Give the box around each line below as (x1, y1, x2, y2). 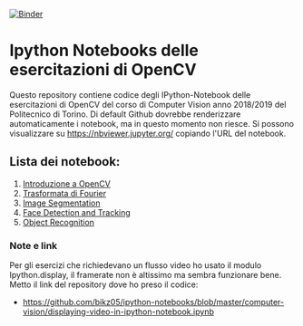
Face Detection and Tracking (22, 206, 132, 217)
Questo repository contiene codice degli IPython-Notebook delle (9, 89, 251, 100)
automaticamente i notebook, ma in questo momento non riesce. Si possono (9, 118, 295, 129)
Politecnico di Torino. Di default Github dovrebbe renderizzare (9, 109, 241, 120)
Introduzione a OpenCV (22, 177, 111, 189)
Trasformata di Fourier (22, 187, 107, 198)
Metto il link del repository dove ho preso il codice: (9, 279, 199, 290)
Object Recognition (22, 216, 95, 227)
